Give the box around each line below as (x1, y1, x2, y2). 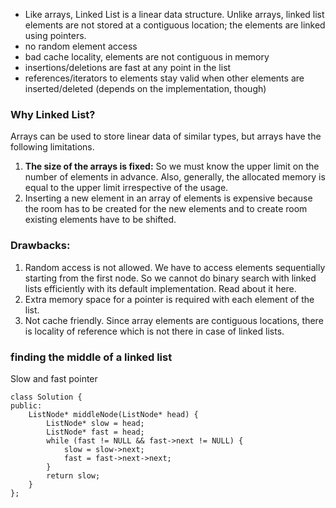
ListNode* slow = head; (46, 418, 145, 428)
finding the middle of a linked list (10, 350, 173, 364)
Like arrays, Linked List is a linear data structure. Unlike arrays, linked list (24, 9, 325, 20)
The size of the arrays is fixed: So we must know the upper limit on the (24, 160, 320, 173)
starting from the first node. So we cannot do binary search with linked (24, 272, 317, 284)
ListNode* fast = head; (46, 427, 145, 437)
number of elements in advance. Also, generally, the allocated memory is (24, 171, 326, 183)
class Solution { (10, 392, 83, 402)
